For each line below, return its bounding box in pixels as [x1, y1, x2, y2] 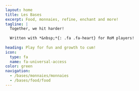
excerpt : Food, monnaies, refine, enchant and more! [5, 17, 119, 22]
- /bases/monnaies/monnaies [10, 73, 69, 78]
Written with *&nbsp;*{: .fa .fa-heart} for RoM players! [10, 36, 135, 41]
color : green [5, 64, 33, 69]
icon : [5, 50, 17, 55]
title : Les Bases [5, 12, 42, 17]
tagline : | [5, 21, 28, 27]
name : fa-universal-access [10, 59, 67, 64]
